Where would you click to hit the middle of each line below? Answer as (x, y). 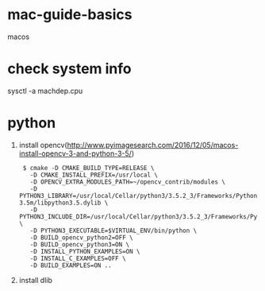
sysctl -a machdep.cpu (45, 91)
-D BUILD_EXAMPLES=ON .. (71, 265)
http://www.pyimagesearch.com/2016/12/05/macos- (153, 145)
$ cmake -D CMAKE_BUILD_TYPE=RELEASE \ (88, 168)
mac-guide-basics (70, 15)
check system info (69, 69)
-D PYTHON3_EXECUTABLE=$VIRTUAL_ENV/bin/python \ (113, 231)
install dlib (36, 280)
